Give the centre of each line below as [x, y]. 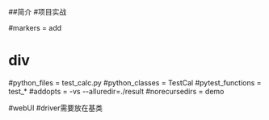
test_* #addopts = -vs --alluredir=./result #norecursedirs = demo [116, 91]
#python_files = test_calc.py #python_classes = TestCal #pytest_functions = [135, 82]
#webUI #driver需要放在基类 [56, 108]
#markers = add [35, 28]
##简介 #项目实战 [38, 12]
